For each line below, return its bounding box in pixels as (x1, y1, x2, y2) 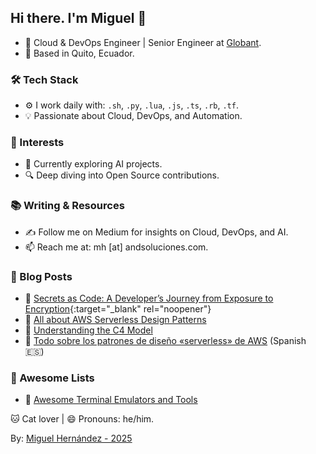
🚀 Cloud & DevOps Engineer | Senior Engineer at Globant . (24, 36, 262, 48)
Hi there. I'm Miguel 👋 (10, 10, 147, 27)
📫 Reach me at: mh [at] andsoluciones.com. (24, 241, 209, 253)
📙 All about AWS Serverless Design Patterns (24, 314, 207, 325)
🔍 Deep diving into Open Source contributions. (24, 169, 220, 181)
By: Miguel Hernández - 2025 (10, 432, 133, 445)
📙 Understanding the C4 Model (24, 324, 153, 336)
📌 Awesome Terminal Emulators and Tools (24, 394, 198, 406)
